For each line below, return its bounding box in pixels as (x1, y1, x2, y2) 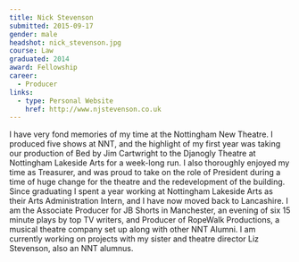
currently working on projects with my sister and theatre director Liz (9, 233, 260, 244)
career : (9, 72, 38, 80)
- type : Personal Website (17, 96, 114, 106)
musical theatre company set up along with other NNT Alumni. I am (9, 224, 256, 235)
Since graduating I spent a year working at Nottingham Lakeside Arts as (9, 186, 274, 197)
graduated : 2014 (9, 55, 70, 63)
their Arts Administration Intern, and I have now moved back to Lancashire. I (9, 196, 288, 207)
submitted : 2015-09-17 (9, 21, 94, 30)
